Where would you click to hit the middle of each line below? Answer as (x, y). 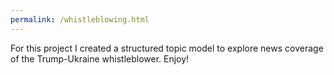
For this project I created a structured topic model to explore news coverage (167, 48)
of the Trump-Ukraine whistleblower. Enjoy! (100, 58)
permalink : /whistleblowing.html (80, 19)
